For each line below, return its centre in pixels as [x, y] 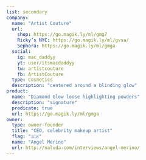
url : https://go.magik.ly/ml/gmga [55, 114]
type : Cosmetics [32, 80]
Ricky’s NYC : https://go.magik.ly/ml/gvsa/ [73, 40]
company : [17, 18]
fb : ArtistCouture [40, 74]
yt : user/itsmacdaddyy [46, 63]
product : [17, 91]
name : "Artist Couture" [42, 23]
